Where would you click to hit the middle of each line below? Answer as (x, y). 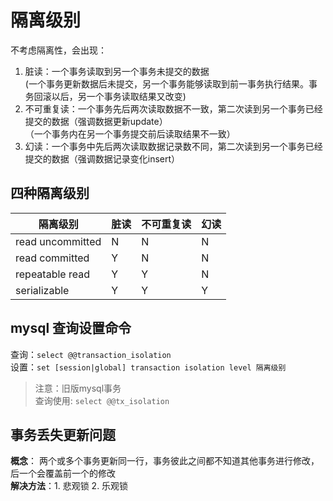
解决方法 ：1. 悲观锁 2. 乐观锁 (69, 486)
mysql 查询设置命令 (71, 328)
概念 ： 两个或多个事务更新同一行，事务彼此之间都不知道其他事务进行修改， (165, 461)
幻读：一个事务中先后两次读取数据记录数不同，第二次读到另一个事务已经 (173, 146)
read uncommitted (58, 241)
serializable (42, 290)
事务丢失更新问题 (63, 434)
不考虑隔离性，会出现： (58, 50)
